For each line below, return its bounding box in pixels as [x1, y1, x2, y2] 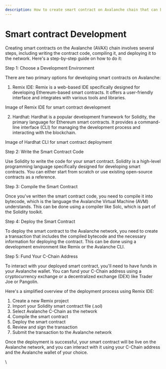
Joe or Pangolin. [5, 279, 39, 285]
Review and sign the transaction [12, 324, 78, 330]
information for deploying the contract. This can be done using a [5, 238, 137, 245]
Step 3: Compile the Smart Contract [5, 183, 78, 189]
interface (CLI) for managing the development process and [20, 124, 141, 130]
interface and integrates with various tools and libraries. [12, 94, 126, 100]
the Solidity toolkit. [5, 208, 43, 215]
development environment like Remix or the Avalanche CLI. [5, 244, 125, 249]
